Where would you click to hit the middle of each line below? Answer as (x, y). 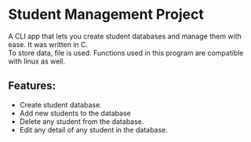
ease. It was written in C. (48, 44)
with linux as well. (36, 61)
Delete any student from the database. (82, 121)
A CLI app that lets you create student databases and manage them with (125, 36)
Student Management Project (106, 15)
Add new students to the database (75, 113)
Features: (32, 86)
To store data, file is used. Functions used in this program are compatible (126, 53)
